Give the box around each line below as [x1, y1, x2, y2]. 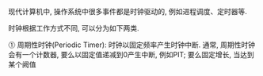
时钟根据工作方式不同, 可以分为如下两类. [8, 24, 140, 33]
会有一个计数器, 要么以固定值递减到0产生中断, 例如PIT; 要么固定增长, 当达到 [8, 50, 255, 59]
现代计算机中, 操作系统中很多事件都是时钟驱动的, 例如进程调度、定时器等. [8, 7, 247, 16]
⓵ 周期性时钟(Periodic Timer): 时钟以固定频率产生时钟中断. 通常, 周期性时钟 [8, 40, 256, 49]
